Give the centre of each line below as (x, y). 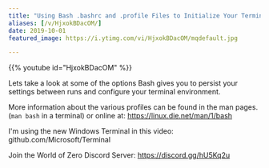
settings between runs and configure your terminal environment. (114, 92)
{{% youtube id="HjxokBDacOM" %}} (70, 68)
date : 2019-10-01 (37, 30)
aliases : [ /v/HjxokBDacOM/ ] (55, 23)
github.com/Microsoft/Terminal (59, 140)
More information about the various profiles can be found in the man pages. (133, 107)
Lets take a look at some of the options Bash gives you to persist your (123, 83)
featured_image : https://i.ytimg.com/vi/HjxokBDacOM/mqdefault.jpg (123, 38)
